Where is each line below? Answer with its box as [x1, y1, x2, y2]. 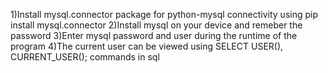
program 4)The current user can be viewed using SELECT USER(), [10, 40, 284, 52]
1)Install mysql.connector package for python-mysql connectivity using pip [10, 9, 319, 20]
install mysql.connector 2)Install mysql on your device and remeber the [10, 19, 303, 31]
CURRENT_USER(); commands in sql [10, 51, 160, 63]
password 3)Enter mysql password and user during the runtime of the [10, 30, 298, 41]
